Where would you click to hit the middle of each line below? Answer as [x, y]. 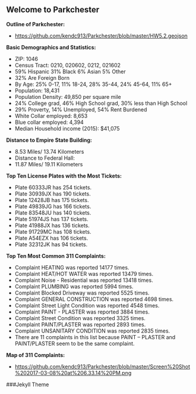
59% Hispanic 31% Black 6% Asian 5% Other [70, 72]
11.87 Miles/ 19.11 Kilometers [49, 164]
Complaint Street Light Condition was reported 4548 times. [87, 305]
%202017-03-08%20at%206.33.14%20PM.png [73, 373]
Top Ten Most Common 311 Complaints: [56, 256]
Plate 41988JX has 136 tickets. [52, 225]
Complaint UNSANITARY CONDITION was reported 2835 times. [92, 331]
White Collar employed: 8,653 [51, 116]
